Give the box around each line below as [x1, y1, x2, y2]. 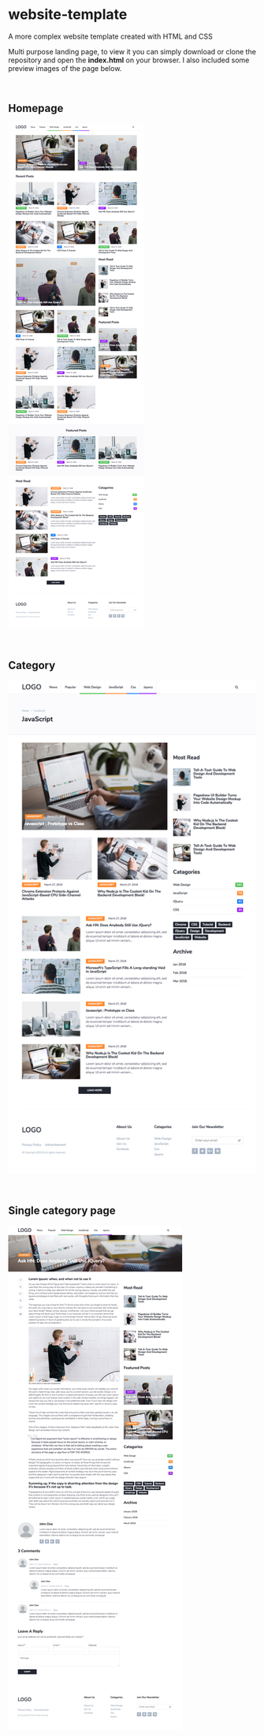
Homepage [8, 102, 64, 115]
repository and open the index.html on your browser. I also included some [8, 55, 250, 65]
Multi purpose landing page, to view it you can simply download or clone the [8, 47, 256, 56]
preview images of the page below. [8, 63, 122, 73]
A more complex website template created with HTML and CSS [8, 32, 213, 41]
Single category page [8, 1204, 116, 1218]
